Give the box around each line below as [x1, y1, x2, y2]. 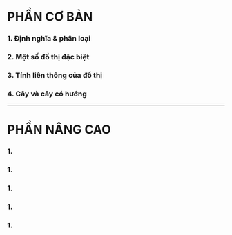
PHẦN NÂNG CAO [7, 122, 112, 138]
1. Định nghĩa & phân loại [7, 34, 91, 43]
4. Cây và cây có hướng [7, 89, 88, 99]
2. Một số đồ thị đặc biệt [7, 52, 90, 62]
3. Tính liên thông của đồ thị [7, 70, 103, 80]
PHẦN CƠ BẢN [7, 9, 93, 25]
